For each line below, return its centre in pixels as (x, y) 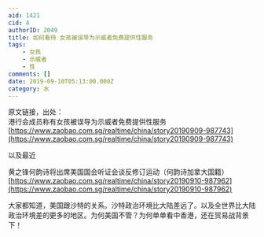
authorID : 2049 (33, 30)
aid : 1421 (24, 15)
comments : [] (29, 74)
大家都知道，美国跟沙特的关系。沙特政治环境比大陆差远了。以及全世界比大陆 (132, 206)
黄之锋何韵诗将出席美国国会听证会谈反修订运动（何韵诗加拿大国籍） (118, 172)
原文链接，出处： (36, 112)
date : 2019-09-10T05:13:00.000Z (61, 81)
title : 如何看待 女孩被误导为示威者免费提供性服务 (81, 37)
